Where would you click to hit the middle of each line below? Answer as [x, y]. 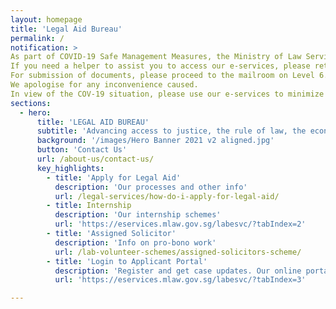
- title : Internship [89, 206]
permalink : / [37, 38]
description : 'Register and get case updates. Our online [178, 271]
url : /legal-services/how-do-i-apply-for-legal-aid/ [167, 196]
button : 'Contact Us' [82, 150]
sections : [31, 103]
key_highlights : [70, 168]
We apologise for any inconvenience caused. [104, 85]
